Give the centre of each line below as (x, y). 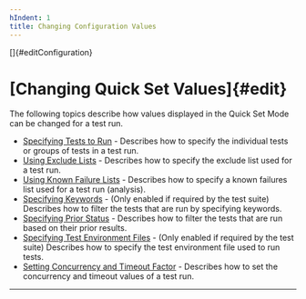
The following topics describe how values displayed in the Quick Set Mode (149, 114)
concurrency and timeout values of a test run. (108, 276)
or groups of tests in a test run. (81, 151)
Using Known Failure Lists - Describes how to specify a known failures (155, 180)
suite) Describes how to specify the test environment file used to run (151, 247)
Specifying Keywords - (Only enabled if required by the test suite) (146, 199)
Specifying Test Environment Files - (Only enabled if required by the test (158, 238)
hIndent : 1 (30, 18)
